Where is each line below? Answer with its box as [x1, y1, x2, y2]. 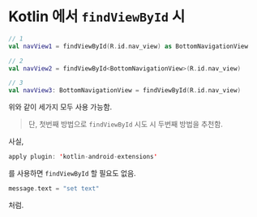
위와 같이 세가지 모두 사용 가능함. [8, 102, 113, 112]
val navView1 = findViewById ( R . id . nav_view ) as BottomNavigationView [8, 42, 249, 50]
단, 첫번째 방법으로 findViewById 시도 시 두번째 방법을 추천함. [28, 119, 223, 130]
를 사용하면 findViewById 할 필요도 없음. [8, 168, 136, 178]
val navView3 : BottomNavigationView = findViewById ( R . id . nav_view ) [8, 87, 242, 95]
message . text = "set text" [8, 185, 100, 193]
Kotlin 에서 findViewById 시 [8, 7, 186, 26]
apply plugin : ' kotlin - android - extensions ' [8, 153, 158, 161]
